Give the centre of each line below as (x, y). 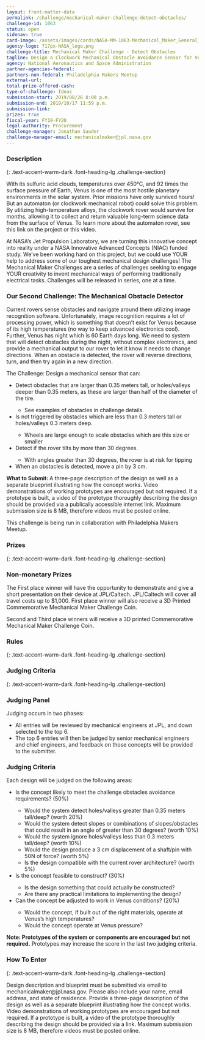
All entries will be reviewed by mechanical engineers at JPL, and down (104, 725)
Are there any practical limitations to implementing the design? (103, 894)
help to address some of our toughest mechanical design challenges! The (99, 261)
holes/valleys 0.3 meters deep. (54, 423)
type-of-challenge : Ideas (39, 92)
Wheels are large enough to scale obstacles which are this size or (107, 435)
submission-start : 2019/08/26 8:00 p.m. (59, 97)
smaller (34, 442)
